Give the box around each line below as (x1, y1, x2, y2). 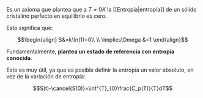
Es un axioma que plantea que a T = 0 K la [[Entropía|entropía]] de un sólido (6, 6, 197, 13)
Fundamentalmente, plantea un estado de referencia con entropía (6, 48, 175, 55)
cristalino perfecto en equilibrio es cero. (6, 12, 107, 20)
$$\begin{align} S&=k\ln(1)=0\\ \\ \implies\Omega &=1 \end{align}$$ (17, 36, 188, 43)
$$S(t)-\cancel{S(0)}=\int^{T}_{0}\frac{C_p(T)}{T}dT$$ (32, 85, 173, 92)
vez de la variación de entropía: (6, 73, 86, 80)
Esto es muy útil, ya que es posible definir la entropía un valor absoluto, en (6, 66, 194, 73)
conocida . (6, 55, 32, 61)
